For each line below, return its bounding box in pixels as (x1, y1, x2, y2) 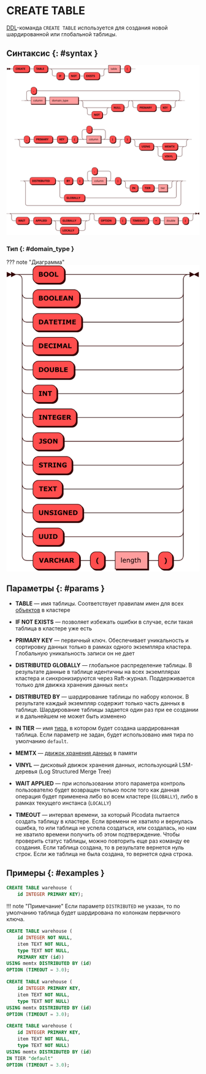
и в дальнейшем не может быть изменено (15, 713, 127, 720)
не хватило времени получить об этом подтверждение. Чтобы (15, 830, 180, 838)
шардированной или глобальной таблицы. (6, 30, 118, 37)
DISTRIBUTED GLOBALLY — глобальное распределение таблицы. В (15, 661, 193, 669)
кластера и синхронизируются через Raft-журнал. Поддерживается (15, 674, 195, 682)
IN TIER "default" (6, 1055, 53, 1062)
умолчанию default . (15, 737, 69, 744)
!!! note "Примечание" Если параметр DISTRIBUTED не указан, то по (6, 903, 180, 910)
